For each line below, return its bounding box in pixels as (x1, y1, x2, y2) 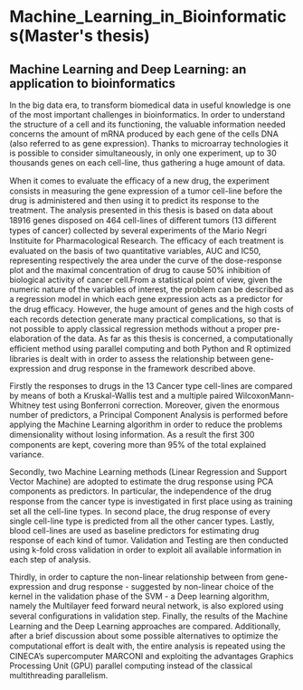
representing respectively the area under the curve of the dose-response (9, 255, 282, 266)
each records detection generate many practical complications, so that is (9, 314, 282, 325)
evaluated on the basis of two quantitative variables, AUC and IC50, (9, 246, 261, 256)
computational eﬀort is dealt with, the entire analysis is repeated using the (9, 640, 286, 651)
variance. (9, 449, 44, 459)
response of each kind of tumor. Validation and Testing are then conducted (9, 535, 289, 545)
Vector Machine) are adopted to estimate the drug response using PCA (9, 477, 274, 487)
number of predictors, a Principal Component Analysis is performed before (9, 410, 289, 420)
